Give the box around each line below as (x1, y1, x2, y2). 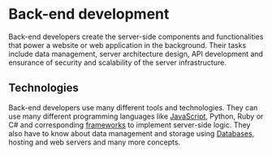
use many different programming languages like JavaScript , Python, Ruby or (8, 111, 264, 121)
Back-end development (8, 5, 170, 24)
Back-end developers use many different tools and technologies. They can (8, 102, 258, 112)
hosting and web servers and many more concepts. (8, 137, 181, 147)
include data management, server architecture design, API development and (8, 49, 264, 58)
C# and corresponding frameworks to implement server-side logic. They (8, 119, 251, 130)
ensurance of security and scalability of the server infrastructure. (8, 58, 227, 67)
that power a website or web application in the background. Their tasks (8, 40, 247, 50)
